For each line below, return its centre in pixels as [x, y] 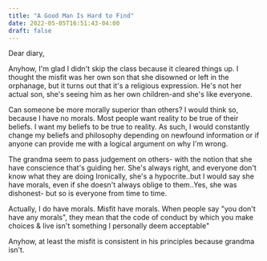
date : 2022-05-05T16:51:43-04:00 [64, 23]
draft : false [30, 30]
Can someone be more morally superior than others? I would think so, [123, 110]
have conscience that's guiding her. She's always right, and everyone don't [132, 168]
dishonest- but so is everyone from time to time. [88, 194]
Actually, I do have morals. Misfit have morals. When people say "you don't [132, 209]
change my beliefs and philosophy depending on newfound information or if [133, 135]
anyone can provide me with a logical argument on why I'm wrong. [118, 144]
